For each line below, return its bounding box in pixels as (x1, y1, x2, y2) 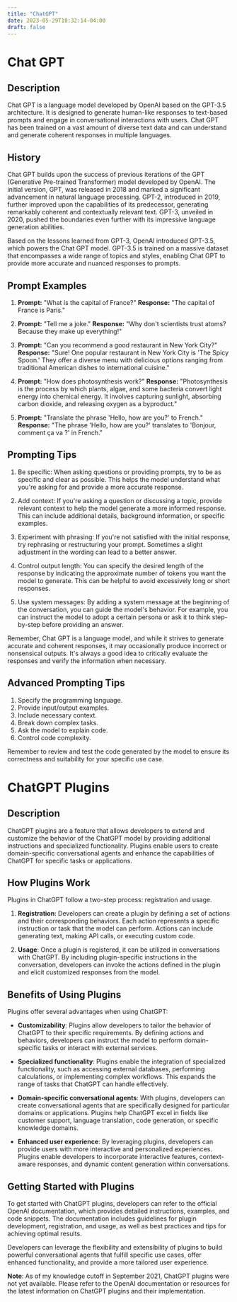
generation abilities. (7, 223, 65, 231)
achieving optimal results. (7, 1229, 83, 1238)
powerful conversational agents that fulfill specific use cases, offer (7, 1250, 202, 1260)
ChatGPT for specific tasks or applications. (7, 856, 133, 865)
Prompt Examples (7, 280, 87, 292)
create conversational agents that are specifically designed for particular (17, 1101, 230, 1110)
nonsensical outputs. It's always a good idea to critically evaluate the (7, 649, 208, 657)
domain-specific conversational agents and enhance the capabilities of (7, 848, 214, 857)
